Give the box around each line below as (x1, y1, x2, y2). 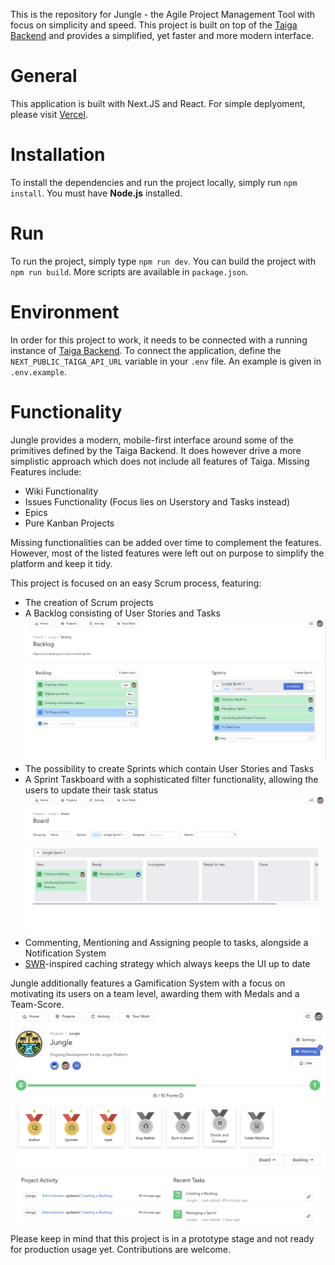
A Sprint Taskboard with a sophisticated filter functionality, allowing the (24, 773, 319, 785)
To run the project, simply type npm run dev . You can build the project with (10, 255, 317, 267)
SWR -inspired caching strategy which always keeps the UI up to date (24, 957, 311, 969)
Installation (10, 144, 106, 166)
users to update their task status (24, 784, 159, 796)
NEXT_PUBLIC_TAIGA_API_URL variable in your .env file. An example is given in (10, 355, 322, 367)
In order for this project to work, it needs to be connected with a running (10, 334, 308, 346)
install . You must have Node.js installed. (10, 187, 183, 199)
